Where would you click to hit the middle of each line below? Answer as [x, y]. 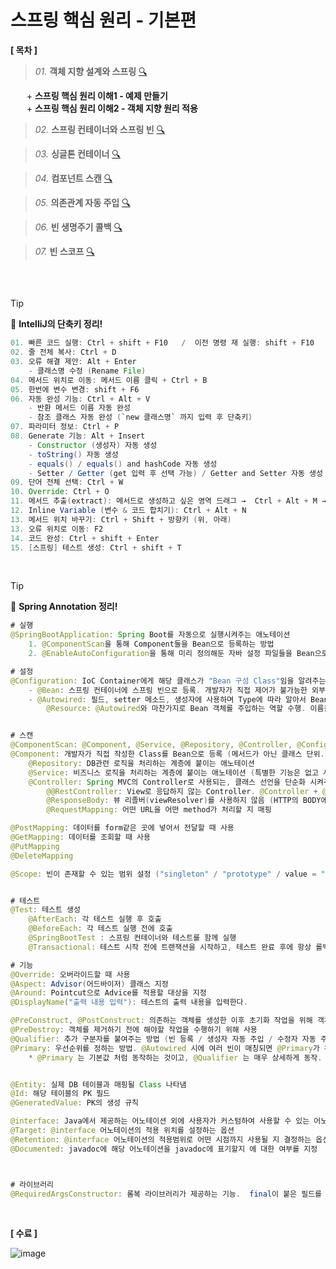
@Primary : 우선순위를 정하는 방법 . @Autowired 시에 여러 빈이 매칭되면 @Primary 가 [165, 1048]
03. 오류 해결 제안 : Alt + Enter [73, 362]
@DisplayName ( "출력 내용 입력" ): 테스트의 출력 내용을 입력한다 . [129, 1002]
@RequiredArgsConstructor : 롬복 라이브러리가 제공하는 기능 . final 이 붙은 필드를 [166, 1194]
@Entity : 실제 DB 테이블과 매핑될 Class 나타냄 [98, 1084]
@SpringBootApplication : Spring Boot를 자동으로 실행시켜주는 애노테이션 [150, 635]
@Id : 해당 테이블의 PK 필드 [60, 1094]
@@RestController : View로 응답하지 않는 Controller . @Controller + [182, 791]
